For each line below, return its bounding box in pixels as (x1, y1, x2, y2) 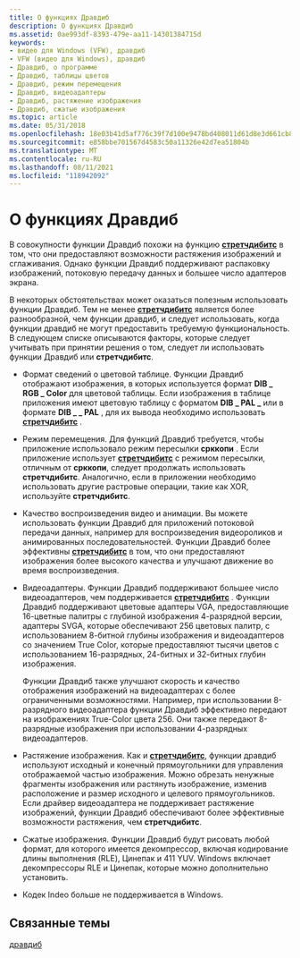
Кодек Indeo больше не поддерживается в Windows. (21, 889, 224, 900)
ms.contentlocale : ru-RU (9, 154, 102, 164)
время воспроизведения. (21, 565, 120, 576)
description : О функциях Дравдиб (9, 21, 134, 30)
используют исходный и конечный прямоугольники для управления (21, 759, 284, 770)
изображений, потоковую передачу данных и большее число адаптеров (9, 267, 287, 278)
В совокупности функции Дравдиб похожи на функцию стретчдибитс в (9, 239, 284, 250)
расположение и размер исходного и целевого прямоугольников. (21, 788, 276, 799)
